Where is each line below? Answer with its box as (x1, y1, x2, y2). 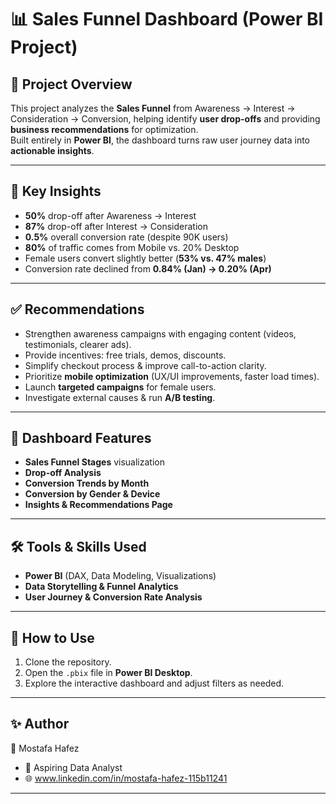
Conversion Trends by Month (24, 477, 150, 490)
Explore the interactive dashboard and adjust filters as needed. (24, 677, 285, 690)
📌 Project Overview (10, 76, 133, 93)
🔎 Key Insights (10, 183, 102, 200)
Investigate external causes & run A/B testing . (24, 391, 216, 403)
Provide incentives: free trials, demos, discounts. (24, 349, 227, 361)
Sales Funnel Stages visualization (24, 456, 165, 468)
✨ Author (10, 716, 70, 733)
